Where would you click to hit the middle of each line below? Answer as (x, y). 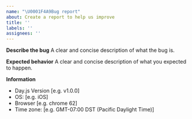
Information (21, 80)
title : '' (18, 22)
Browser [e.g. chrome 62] (46, 103)
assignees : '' (24, 34)
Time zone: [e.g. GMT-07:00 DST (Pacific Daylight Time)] (84, 110)
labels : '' (19, 28)
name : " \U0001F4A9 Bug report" (43, 11)
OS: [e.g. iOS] (31, 97)
